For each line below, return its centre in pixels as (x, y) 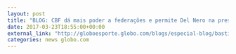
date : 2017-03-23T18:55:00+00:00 (56, 27)
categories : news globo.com (48, 40)
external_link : (29, 33)
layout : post (26, 14)
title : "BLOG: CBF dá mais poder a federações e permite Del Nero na (111, 20)
